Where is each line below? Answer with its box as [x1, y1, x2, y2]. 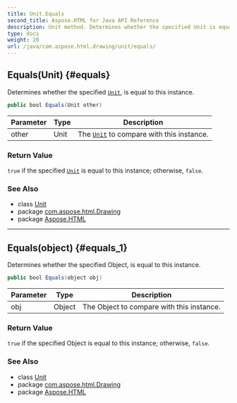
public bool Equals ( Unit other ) [7, 101, 102, 108]
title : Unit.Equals [7, 10, 65, 18]
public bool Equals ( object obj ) [7, 274, 102, 282]
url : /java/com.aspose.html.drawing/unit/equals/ [7, 43, 157, 50]
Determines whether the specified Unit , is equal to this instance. [7, 87, 195, 96]
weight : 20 [7, 37, 39, 44]
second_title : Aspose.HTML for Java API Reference [7, 17, 159, 24]
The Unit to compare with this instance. [77, 129, 209, 139]
